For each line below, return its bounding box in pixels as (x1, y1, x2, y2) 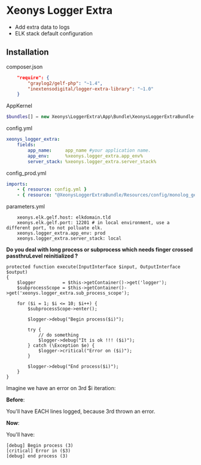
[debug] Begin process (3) (6, 443, 74, 449)
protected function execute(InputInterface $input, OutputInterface (6, 264, 181, 270)
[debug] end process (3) (6, 453, 68, 459)
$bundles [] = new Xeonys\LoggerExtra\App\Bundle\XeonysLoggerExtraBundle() (6, 114, 199, 120)
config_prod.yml (6, 169, 47, 177)
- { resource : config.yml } (17, 186, 87, 192)
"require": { (17, 74, 50, 81)
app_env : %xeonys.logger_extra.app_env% (28, 153, 144, 159)
